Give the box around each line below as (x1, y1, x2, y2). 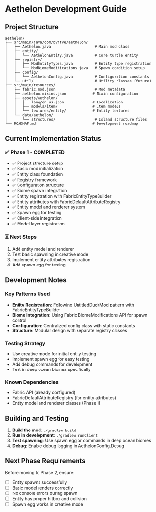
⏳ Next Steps (5, 233, 37, 240)
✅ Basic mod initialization (12, 165, 63, 171)
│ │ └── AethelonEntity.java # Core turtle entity (5, 53, 138, 58)
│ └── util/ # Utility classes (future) (5, 79, 152, 83)
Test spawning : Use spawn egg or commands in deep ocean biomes (12, 438, 151, 444)
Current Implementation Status (5, 134, 101, 143)
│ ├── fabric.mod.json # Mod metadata (5, 87, 125, 92)
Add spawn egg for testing (12, 262, 66, 267)
